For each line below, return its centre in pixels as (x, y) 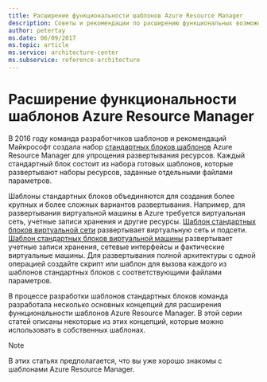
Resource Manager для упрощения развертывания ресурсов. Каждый (127, 155)
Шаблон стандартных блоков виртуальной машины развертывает (120, 238)
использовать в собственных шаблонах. (77, 329)
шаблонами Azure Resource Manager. (72, 369)
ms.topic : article (39, 45)
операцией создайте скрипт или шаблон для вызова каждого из (118, 263)
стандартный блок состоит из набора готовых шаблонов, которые (121, 163)
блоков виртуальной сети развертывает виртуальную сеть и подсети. (128, 230)
